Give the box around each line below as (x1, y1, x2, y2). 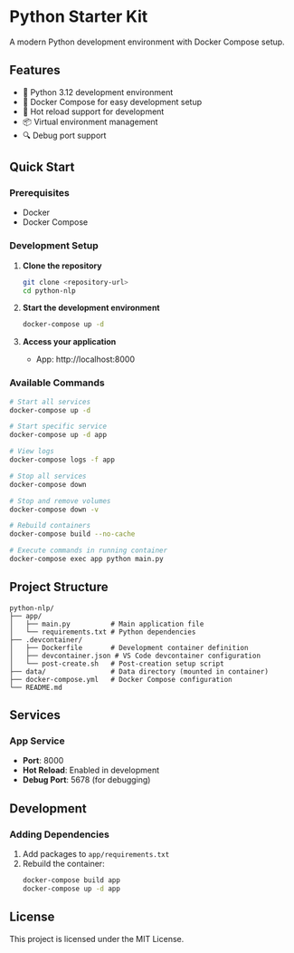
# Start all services (9, 397, 91, 406)
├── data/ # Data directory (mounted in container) (9, 666, 270, 676)
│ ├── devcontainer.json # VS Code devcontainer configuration (9, 651, 261, 660)
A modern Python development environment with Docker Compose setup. (9, 36, 285, 47)
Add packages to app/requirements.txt (22, 849, 170, 860)
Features (9, 63, 61, 78)
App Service (9, 734, 65, 747)
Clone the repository (22, 260, 102, 271)
